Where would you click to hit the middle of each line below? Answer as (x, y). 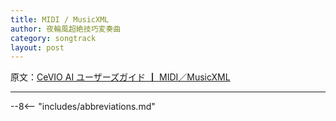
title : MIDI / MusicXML (60, 19)
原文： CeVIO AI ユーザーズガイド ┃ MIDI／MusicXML (120, 77)
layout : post (37, 47)
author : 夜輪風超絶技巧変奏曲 (66, 29)
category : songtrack (53, 38)
